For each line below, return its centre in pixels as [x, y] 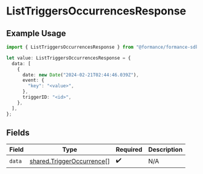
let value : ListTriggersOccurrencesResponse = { [69, 58]
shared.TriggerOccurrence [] [69, 161]
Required [129, 150]
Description [165, 150]
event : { [33, 80]
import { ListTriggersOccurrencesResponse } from [70, 47]
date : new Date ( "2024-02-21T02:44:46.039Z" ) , [80, 75]
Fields [18, 133]
